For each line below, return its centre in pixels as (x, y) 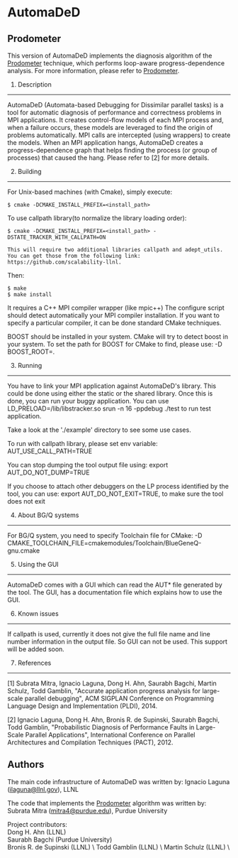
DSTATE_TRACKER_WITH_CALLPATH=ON (57, 237)
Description (34, 85)
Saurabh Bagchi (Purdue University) (60, 840)
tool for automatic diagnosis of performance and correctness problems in (114, 112)
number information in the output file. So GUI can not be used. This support (118, 641)
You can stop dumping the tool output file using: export (88, 465)
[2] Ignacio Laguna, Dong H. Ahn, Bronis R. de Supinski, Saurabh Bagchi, (113, 719)
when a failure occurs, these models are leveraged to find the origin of (110, 127)
